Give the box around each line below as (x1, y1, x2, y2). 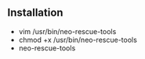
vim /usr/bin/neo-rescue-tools (18, 26, 117, 36)
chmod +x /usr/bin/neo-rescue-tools (18, 35, 138, 44)
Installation (7, 6, 63, 19)
